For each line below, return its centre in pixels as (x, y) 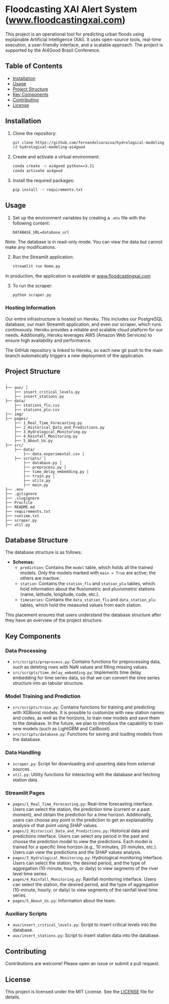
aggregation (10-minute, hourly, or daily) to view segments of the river (86, 868)
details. (13, 997)
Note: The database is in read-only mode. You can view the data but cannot (84, 242)
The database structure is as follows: (44, 552)
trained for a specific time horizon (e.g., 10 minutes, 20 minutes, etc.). (85, 847)
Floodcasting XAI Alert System (71, 9)
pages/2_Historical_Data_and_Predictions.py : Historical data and (81, 831)
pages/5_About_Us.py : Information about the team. (64, 901)
